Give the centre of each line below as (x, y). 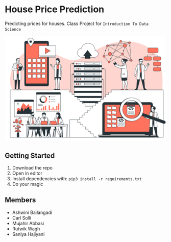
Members (20, 200)
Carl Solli (22, 217)
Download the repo (32, 168)
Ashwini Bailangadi (32, 212)
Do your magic (28, 184)
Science (13, 29)
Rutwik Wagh (26, 229)
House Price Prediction (55, 9)
